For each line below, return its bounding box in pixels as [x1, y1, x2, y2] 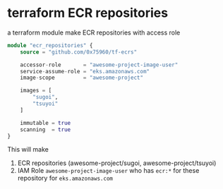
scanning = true [20, 126, 71, 133]
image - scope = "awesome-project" [20, 74, 143, 82]
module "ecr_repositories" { [7, 42, 93, 49]
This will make [7, 145, 49, 154]
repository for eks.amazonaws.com [17, 174, 113, 183]
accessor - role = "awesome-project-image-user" [20, 61, 179, 68]
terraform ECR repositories [7, 5, 168, 21]
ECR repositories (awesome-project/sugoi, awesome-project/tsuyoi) [17, 159, 217, 167]
